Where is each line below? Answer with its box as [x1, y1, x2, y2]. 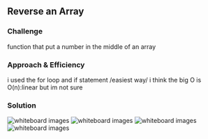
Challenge [7, 27, 43, 36]
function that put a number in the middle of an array [7, 42, 156, 51]
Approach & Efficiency [7, 59, 85, 69]
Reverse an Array [7, 6, 84, 17]
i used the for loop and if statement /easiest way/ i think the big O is [7, 75, 202, 84]
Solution [7, 101, 37, 110]
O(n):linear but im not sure [7, 83, 83, 92]
